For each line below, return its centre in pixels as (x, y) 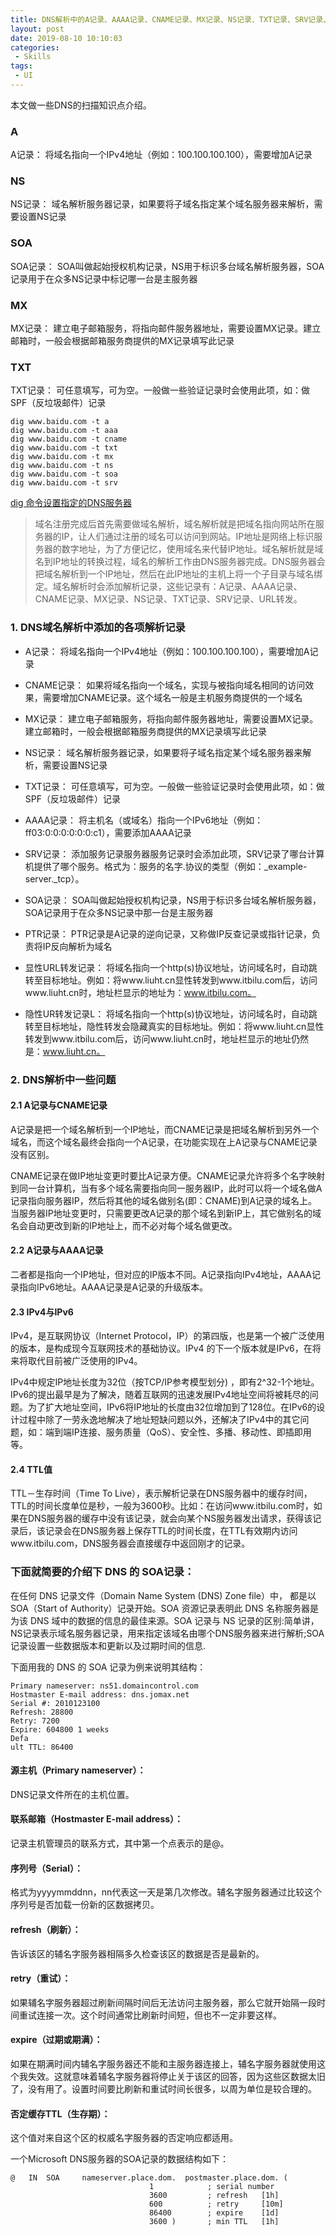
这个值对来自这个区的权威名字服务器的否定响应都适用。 (124, 2138)
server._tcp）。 (54, 878)
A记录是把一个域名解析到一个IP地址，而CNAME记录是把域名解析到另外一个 (165, 1129)
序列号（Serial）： (46, 1868)
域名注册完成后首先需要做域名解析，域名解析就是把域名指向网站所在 (175, 524)
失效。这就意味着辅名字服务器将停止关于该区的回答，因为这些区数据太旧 (176, 2076)
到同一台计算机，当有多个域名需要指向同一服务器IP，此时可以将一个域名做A (166, 1188)
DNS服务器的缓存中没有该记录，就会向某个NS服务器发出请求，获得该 (170, 1518)
